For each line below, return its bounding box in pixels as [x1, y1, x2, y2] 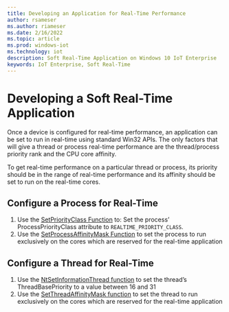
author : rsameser [7, 16, 57, 23]
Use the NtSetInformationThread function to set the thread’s [17, 276, 187, 284]
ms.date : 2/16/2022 [7, 29, 63, 36]
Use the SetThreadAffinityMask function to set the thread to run [17, 290, 198, 298]
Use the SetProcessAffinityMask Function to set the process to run [17, 230, 206, 239]
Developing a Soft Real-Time [7, 91, 173, 106]
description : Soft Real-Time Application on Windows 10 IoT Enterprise [7, 55, 217, 62]
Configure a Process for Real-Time [7, 197, 158, 209]
